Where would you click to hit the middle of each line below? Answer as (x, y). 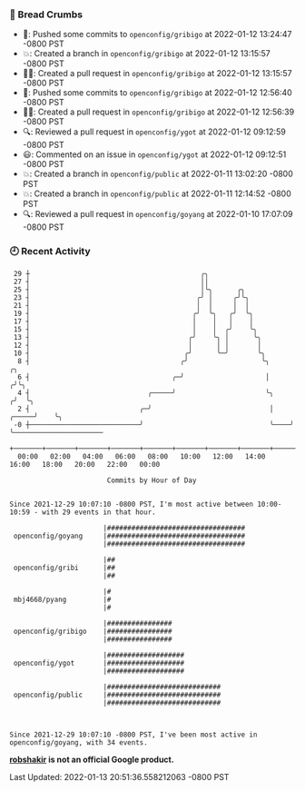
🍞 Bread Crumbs (46, 15)
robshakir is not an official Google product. (92, 759)
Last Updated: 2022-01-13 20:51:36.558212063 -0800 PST (119, 776)
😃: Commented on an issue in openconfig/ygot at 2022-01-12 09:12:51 (154, 154)
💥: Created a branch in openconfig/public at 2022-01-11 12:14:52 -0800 (157, 193)
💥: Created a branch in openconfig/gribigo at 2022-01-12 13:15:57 (146, 54)
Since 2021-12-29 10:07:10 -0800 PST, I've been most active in (133, 735)
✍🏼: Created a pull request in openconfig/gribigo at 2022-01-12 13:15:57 (157, 74)
